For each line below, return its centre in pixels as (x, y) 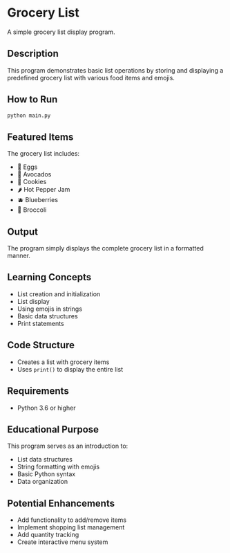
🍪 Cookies (32, 182)
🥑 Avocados (34, 174)
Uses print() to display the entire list (70, 369)
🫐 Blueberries (38, 200)
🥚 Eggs (27, 167)
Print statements (40, 323)
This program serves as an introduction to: (68, 446)
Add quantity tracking (48, 535)
